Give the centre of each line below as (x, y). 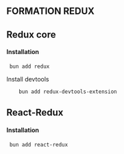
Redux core (31, 35)
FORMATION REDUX (51, 11)
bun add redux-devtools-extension (68, 92)
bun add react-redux (39, 144)
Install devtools (28, 79)
